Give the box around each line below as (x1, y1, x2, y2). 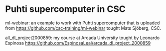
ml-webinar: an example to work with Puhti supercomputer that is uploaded (5, 20, 160, 26)
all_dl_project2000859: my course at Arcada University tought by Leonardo (5, 35, 160, 41)
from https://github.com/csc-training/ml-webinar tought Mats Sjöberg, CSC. (5, 25, 162, 31)
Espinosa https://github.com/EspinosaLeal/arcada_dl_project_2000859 (5, 40, 151, 46)
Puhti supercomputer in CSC (5, 3, 126, 15)
